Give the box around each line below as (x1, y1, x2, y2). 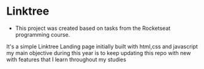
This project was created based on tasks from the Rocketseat (15, 24, 171, 32)
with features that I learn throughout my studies (6, 56, 127, 63)
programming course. (15, 31, 70, 38)
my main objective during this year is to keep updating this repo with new (6, 49, 191, 56)
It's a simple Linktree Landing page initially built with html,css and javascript (6, 43, 198, 50)
